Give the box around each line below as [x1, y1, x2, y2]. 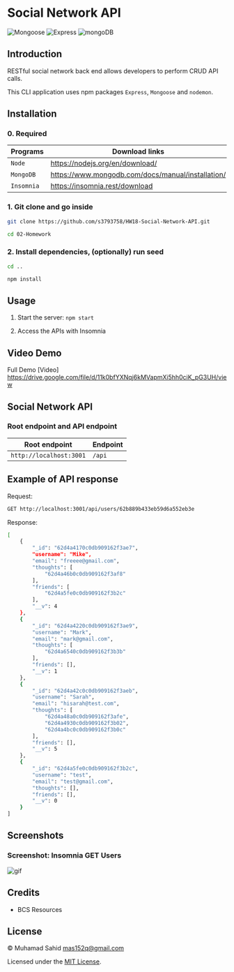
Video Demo [7, 347, 62, 359]
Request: [7, 492, 33, 500]
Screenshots [7, 830, 64, 842]
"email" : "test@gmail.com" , [32, 778, 114, 785]
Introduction [7, 48, 63, 60]
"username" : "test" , [32, 771, 92, 779]
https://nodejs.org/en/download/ [50, 158, 157, 168]
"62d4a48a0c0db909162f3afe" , [44, 713, 130, 720]
